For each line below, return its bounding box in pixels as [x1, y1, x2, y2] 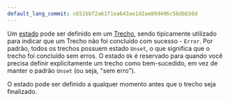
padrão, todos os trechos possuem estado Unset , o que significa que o [7, 44, 210, 52]
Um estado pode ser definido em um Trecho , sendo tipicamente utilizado [7, 29, 217, 38]
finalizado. [7, 87, 38, 95]
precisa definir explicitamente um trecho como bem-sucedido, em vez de [7, 59, 218, 67]
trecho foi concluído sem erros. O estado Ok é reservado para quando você [7, 52, 223, 60]
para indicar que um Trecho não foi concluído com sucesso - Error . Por [7, 36, 213, 45]
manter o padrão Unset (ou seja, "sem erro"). [7, 66, 136, 75]
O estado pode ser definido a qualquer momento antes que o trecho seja [7, 79, 216, 88]
